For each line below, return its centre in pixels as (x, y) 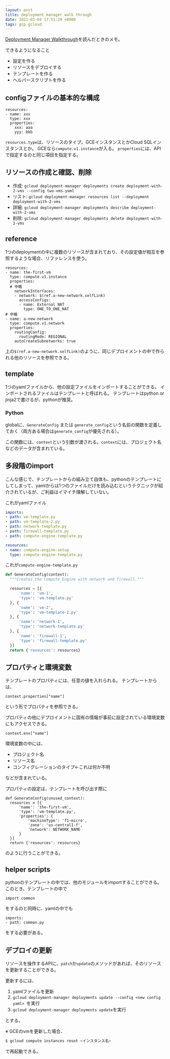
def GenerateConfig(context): (37, 575)
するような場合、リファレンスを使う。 (49, 258)
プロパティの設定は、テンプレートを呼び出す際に (56, 789)
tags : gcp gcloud (24, 24)
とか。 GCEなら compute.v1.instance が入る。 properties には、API (92, 149)
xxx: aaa (24, 128)
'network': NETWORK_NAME (54, 830)
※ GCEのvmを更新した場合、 (35, 1031)
